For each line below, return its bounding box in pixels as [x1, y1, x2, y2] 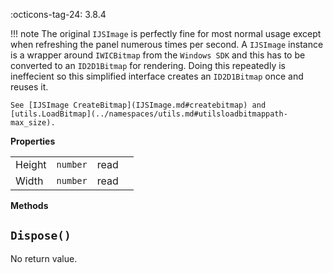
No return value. [10, 252, 78, 264]
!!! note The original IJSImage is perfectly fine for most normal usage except [10, 28, 322, 39]
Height [15, 158, 47, 171]
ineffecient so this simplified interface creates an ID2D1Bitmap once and [10, 70, 304, 82]
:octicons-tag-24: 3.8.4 [10, 9, 107, 20]
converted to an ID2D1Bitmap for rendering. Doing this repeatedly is [10, 60, 286, 71]
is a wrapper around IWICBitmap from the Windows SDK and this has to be [10, 49, 306, 61]
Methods [10, 200, 49, 211]
